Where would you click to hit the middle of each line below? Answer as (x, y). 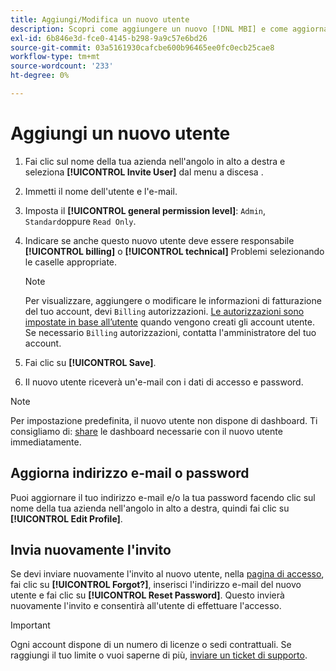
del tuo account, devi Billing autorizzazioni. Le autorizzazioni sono (164, 311)
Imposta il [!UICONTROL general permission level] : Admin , (145, 210)
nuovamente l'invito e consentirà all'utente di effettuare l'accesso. (146, 606)
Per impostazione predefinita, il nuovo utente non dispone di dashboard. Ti (164, 420)
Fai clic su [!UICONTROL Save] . (90, 362)
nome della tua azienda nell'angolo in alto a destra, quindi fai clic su (150, 508)
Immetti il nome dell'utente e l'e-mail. (101, 191)
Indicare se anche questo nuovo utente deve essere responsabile (159, 240)
